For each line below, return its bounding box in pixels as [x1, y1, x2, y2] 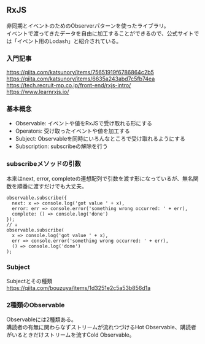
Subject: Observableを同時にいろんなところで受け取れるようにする [15, 135, 185, 143]
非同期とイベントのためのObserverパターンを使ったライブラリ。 [6, 21, 170, 29]
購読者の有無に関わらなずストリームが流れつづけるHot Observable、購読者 [6, 324, 196, 331]
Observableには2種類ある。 [6, 316, 77, 323]
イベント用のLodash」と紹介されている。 [17, 37, 122, 45]
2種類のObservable [6, 300, 65, 309]
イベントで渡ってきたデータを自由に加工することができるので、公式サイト [6, 29, 195, 37]
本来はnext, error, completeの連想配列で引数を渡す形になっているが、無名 [6, 174, 193, 182]
